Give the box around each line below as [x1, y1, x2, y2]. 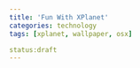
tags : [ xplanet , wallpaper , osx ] [9, 29, 133, 38]
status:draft [9, 45, 58, 54]
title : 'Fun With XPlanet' [9, 12, 109, 22]
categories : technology [9, 21, 97, 30]
